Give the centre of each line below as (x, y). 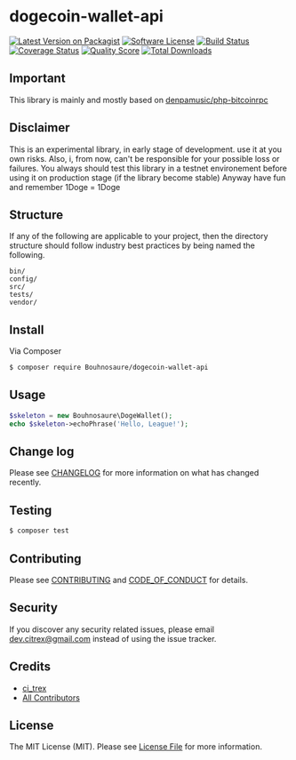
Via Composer (36, 351)
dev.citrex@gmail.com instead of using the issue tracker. (113, 638)
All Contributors (51, 697)
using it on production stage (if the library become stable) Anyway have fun (148, 177)
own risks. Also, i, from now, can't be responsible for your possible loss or (144, 158)
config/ (24, 279)
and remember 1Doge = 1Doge (65, 187)
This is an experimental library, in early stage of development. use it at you (146, 149)
